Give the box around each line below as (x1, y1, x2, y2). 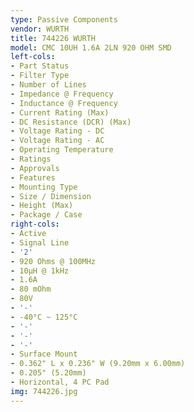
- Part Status (10, 61, 70, 71)
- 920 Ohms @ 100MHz (10, 256, 97, 266)
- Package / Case (10, 210, 83, 220)
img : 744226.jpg (10, 386, 78, 396)
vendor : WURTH (10, 24, 70, 34)
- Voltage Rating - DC (10, 126, 105, 136)
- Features (10, 172, 56, 183)
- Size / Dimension (10, 191, 92, 201)
